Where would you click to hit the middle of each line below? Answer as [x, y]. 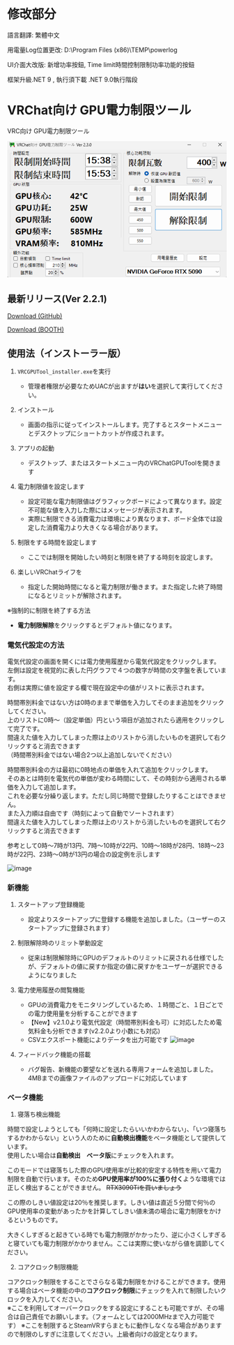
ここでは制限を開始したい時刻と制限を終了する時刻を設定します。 [122, 557]
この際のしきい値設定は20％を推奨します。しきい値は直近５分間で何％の [111, 1202]
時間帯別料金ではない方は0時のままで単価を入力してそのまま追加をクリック [116, 703]
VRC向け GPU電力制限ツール [48, 131]
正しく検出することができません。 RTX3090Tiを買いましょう [95, 1187]
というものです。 [37, 1219]
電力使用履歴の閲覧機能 [51, 990]
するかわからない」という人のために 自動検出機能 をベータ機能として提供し [114, 1138]
